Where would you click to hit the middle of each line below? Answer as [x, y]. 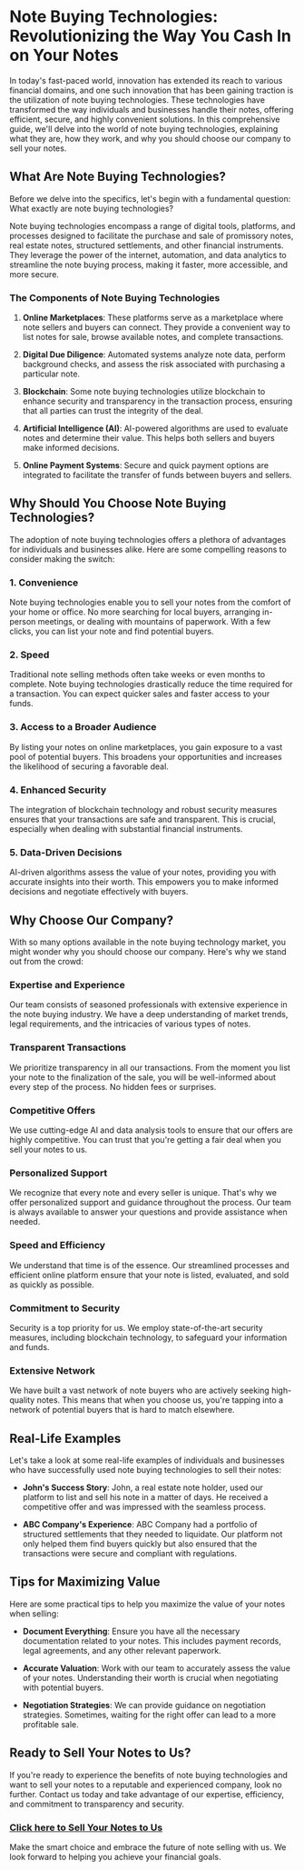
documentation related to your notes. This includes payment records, [152, 1641]
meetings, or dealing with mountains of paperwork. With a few [154, 622]
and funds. [29, 1346]
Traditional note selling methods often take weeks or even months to [137, 675]
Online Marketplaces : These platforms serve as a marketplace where [153, 318]
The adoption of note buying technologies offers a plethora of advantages [148, 539]
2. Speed [29, 655]
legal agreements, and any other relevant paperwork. [122, 1650]
